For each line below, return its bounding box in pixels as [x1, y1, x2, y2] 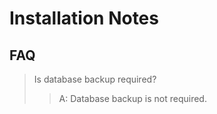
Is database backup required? [33, 73, 157, 85]
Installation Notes [9, 7, 159, 30]
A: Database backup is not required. [58, 93, 207, 104]
